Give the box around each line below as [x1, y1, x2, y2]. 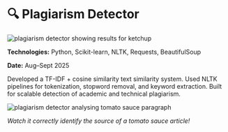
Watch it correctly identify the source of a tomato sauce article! [7, 117, 190, 125]
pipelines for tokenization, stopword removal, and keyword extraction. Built [7, 82, 222, 90]
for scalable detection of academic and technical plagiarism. [7, 89, 181, 98]
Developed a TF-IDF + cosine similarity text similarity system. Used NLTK [7, 75, 218, 83]
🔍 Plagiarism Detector [7, 6, 139, 22]
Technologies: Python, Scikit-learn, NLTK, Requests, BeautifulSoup [7, 47, 202, 56]
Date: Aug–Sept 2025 [7, 61, 70, 69]
